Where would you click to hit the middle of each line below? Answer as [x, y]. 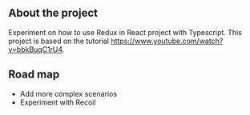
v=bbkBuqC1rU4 [35, 49]
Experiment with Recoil [58, 102]
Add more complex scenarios [69, 93]
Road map [34, 75]
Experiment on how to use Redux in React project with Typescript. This [125, 32]
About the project [53, 13]
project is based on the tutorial [59, 41]
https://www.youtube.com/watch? [167, 41]
